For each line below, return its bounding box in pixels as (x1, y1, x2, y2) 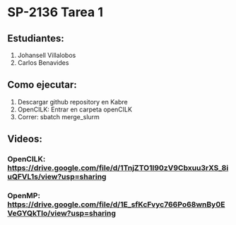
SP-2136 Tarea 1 (7, 4, 104, 20)
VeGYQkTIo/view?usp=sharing (7, 209, 117, 219)
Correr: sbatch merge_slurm (17, 112, 100, 121)
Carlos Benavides (17, 59, 69, 67)
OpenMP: (7, 191, 41, 201)
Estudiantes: (7, 32, 65, 44)
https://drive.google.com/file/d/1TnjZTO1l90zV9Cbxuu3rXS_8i (7, 163, 229, 173)
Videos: (7, 133, 42, 145)
